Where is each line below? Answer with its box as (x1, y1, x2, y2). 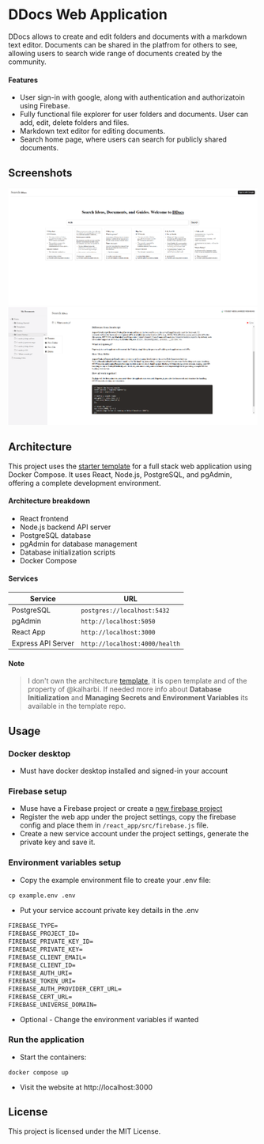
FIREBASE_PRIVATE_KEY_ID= (8, 938, 93, 945)
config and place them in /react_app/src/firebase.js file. (19, 820, 209, 830)
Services (8, 574, 39, 583)
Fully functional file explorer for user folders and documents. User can (19, 109, 249, 119)
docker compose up (8, 1068, 69, 1077)
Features (8, 75, 38, 85)
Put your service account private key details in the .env (19, 905, 199, 915)
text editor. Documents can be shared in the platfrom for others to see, (8, 40, 238, 49)
